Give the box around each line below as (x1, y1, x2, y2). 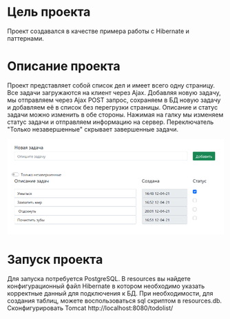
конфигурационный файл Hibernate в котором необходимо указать (7, 282, 205, 290)
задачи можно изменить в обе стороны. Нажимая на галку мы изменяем (7, 110, 224, 119)
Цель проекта (7, 4, 91, 20)
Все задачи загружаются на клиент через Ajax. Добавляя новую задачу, (7, 88, 222, 96)
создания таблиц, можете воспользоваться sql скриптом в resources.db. (7, 296, 222, 305)
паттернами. (7, 34, 45, 42)
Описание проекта (7, 59, 121, 74)
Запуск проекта (7, 251, 103, 267)
